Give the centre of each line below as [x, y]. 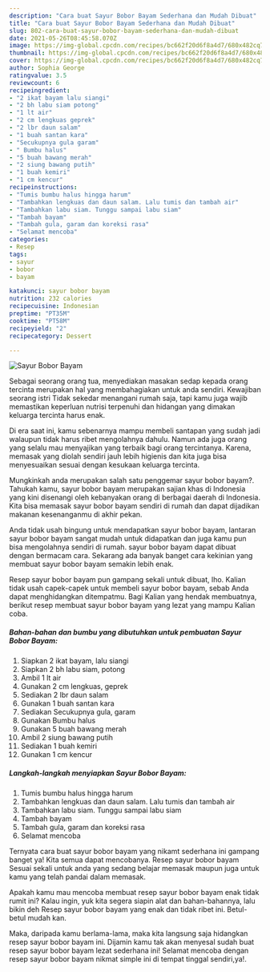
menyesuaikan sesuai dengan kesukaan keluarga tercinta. [105, 465]
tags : [18, 254]
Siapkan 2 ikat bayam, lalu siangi [75, 661]
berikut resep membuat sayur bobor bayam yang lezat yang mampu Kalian [132, 605]
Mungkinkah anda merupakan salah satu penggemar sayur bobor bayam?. [132, 480]
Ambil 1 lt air [41, 678]
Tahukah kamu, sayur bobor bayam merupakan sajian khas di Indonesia [127, 489]
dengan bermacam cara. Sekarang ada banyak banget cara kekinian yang [131, 556]
